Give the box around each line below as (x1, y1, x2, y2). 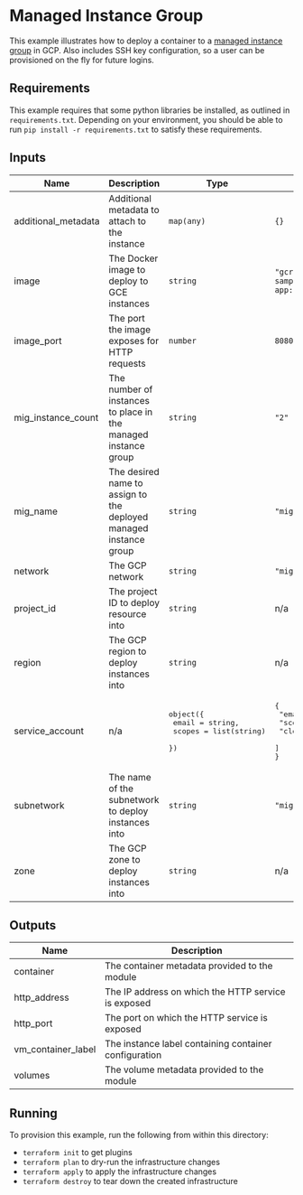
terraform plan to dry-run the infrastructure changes (22, 1157, 221, 1168)
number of (108, 383, 153, 396)
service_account (14, 724, 84, 737)
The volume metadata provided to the (105, 1063, 264, 1076)
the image (108, 322, 151, 335)
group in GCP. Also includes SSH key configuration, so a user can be (9, 44, 265, 55)
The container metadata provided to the (105, 959, 273, 972)
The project (108, 584, 158, 597)
